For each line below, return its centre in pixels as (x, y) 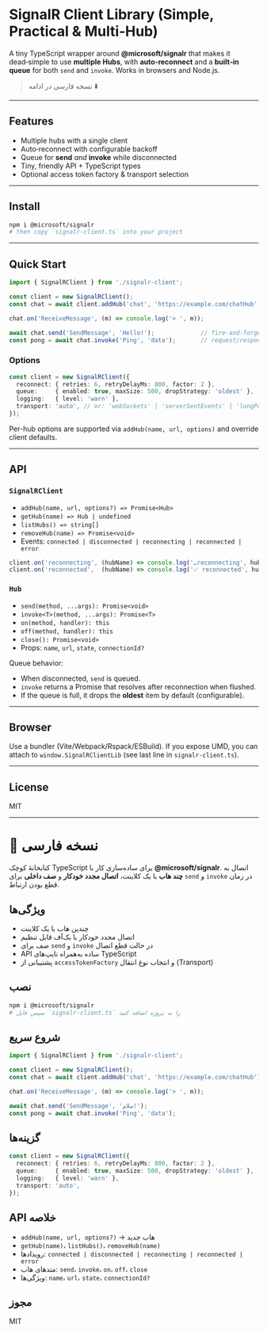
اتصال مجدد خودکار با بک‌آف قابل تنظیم (78, 937)
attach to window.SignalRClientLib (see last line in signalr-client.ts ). (124, 755)
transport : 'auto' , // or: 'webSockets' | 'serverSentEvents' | (124, 406)
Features (31, 122)
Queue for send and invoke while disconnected (99, 157)
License (29, 787)
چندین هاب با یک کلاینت (55, 929)
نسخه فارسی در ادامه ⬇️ (63, 86)
